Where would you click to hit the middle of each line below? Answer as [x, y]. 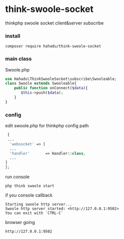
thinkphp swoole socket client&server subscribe [55, 23]
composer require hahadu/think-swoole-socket [53, 46]
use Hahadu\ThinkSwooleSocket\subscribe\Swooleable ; [61, 79]
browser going [20, 223]
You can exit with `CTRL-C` [34, 213]
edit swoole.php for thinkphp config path [47, 126]
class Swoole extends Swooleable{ [41, 83]
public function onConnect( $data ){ [51, 88]
